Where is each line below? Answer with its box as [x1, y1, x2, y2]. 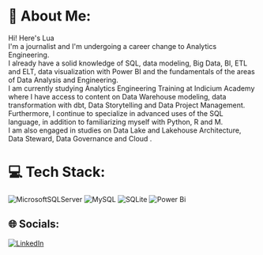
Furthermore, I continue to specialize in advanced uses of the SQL [8, 108, 224, 118]
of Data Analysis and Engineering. [8, 75, 118, 84]
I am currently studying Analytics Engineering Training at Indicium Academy [8, 83, 255, 93]
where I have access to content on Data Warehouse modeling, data [8, 92, 227, 101]
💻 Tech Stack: [8, 163, 106, 181]
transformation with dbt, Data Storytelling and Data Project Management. [8, 100, 246, 110]
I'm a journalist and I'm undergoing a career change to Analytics [8, 41, 217, 51]
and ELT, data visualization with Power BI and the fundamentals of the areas [8, 66, 255, 76]
